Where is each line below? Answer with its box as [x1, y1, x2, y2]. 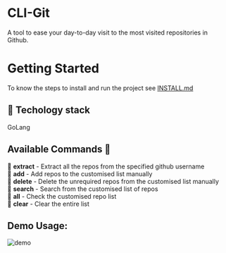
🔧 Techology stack [7, 104, 90, 116]
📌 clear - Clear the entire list [7, 199, 90, 208]
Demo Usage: [7, 220, 68, 232]
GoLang [7, 123, 30, 131]
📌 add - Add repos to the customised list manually [7, 169, 153, 178]
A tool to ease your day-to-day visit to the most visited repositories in [7, 28, 208, 37]
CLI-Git [7, 5, 51, 21]
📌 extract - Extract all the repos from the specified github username [7, 162, 205, 171]
